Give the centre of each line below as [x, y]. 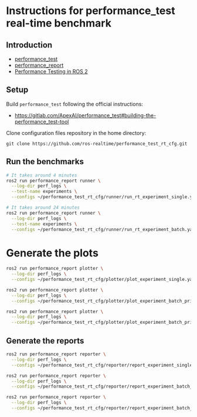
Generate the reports [45, 340]
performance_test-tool [42, 121]
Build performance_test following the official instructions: [75, 104]
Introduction [29, 45]
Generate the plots [52, 253]
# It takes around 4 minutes [42, 175]
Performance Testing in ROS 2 [51, 71]
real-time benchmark [59, 23]
